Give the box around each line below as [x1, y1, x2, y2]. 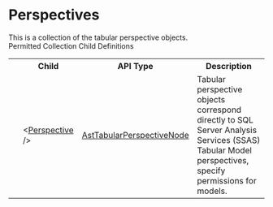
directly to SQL [197, 114, 254, 125]
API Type [117, 60, 154, 71]
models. [197, 185, 227, 196]
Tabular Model [197, 144, 252, 156]
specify [197, 165, 226, 176]
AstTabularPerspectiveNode [81, 129, 189, 140]
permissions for [197, 175, 258, 186]
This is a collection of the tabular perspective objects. [8, 32, 188, 42]
